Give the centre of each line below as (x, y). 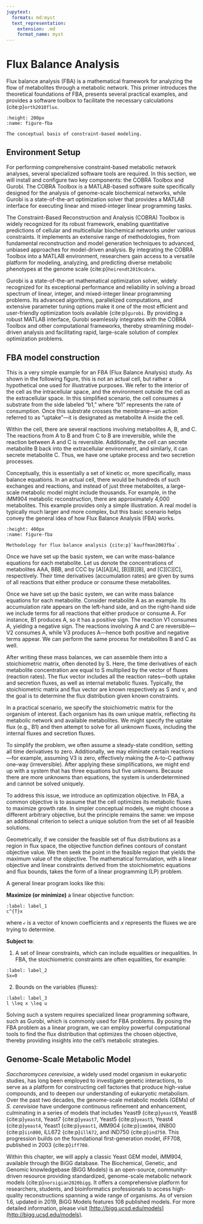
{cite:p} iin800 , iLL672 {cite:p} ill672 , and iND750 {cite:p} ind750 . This (93, 1132)
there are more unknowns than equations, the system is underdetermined (98, 777)
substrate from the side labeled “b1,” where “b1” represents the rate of (94, 404)
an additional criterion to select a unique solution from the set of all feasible (100, 821)
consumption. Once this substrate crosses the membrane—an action (92, 411)
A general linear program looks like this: (56, 883)
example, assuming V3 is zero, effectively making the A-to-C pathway (108, 757)
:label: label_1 (27, 906)
